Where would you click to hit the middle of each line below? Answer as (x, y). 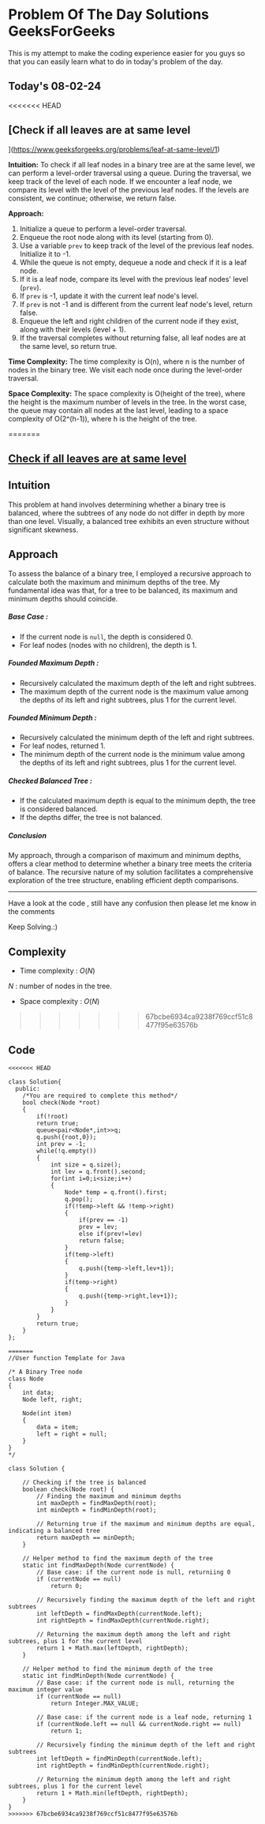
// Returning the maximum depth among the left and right (134, 1635)
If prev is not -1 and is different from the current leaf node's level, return (136, 304)
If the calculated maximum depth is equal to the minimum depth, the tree (138, 801)
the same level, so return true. (68, 346)
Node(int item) (47, 1414)
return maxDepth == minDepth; (86, 1538)
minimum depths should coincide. (63, 598)
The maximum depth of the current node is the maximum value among (134, 691)
